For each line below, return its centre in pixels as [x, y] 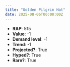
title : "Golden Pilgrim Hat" [35, 10]
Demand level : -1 [30, 39]
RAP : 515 [22, 28]
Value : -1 [22, 34]
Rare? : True [24, 60]
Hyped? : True [27, 55]
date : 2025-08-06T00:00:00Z [34, 14]
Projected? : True [30, 50]
